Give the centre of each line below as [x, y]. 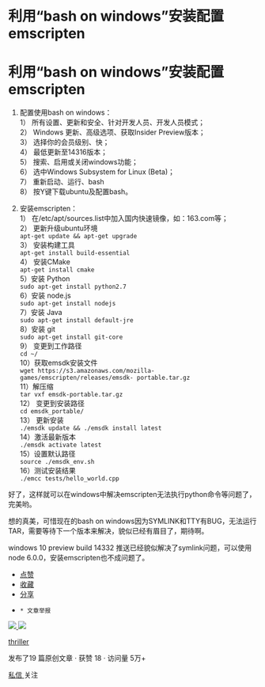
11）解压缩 [36, 387]
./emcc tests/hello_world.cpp [70, 479]
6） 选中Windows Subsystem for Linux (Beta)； [97, 172]
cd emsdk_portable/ [52, 412]
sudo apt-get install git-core [71, 337]
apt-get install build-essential [75, 253]
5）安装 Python [45, 279]
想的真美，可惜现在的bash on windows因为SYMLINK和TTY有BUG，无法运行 [132, 521]
